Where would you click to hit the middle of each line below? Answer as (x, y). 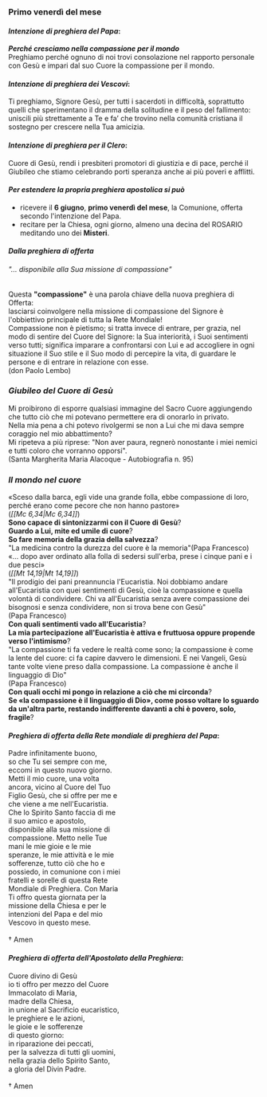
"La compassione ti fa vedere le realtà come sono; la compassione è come (131, 650)
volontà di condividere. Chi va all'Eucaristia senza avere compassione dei (129, 599)
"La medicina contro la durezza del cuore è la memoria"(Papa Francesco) (129, 548)
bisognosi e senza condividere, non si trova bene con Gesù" (107, 607)
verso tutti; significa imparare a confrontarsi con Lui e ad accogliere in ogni (132, 344)
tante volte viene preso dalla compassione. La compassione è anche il (124, 666)
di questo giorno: (36, 1035)
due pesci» (27, 565)
